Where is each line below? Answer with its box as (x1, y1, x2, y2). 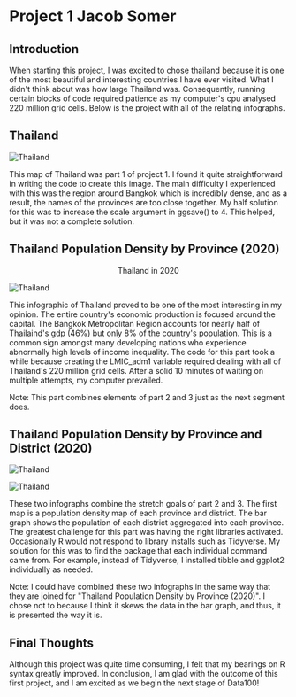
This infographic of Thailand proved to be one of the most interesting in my (9, 299, 283, 310)
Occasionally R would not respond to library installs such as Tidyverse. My (9, 536, 281, 546)
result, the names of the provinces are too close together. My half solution (9, 197, 278, 207)
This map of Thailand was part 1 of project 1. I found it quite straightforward (9, 168, 283, 179)
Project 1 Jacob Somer (9, 6, 177, 27)
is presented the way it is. (9, 609, 103, 621)
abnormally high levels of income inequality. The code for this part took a (9, 346, 276, 357)
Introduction (9, 42, 80, 57)
